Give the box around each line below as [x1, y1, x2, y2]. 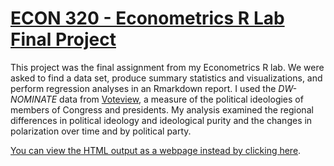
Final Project [10, 28, 117, 51]
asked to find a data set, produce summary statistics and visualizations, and [10, 72, 323, 84]
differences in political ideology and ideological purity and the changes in [10, 114, 313, 126]
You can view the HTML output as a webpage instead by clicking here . [10, 144, 302, 156]
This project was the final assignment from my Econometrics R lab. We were [10, 61, 325, 73]
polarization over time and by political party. [10, 125, 192, 137]
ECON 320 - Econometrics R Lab [10, 7, 285, 30]
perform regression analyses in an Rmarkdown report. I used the [10, 82, 277, 94]
